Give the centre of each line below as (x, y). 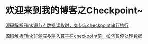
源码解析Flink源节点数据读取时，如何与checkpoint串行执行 (67, 25)
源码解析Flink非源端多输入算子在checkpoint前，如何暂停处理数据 (74, 36)
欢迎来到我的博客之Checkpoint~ (74, 10)
